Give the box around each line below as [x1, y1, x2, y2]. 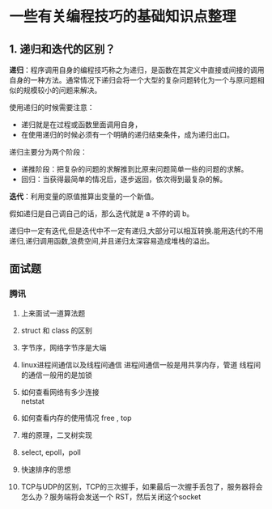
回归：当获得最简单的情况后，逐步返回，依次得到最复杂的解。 [20, 175, 227, 184]
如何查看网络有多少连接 [20, 387, 100, 397]
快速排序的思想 [20, 464, 71, 474]
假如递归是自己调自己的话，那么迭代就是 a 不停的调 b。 [9, 209, 194, 218]
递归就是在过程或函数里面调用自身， [20, 120, 142, 129]
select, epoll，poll [20, 447, 82, 457]
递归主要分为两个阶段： [9, 147, 87, 156]
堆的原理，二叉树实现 [20, 430, 92, 439]
